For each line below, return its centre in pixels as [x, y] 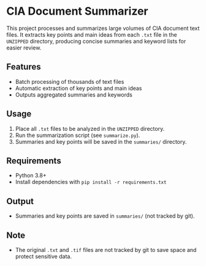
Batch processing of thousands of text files [70, 81]
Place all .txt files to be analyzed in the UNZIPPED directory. [90, 128]
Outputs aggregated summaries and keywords [74, 94]
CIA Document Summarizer [77, 11]
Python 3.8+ [31, 175]
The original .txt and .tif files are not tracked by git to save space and [106, 250]
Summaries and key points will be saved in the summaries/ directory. [101, 141]
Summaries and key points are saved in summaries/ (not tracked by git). [105, 216]
